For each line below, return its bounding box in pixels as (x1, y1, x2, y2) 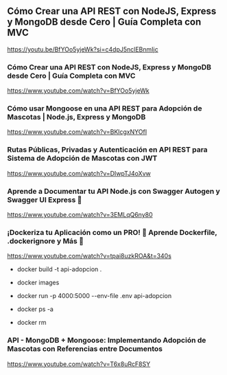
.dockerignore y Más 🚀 (7, 236, 84, 246)
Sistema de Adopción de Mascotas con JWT (7, 154, 158, 163)
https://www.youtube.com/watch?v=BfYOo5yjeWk (7, 87, 150, 95)
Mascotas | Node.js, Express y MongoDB (7, 113, 146, 122)
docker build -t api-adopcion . (16, 265, 102, 273)
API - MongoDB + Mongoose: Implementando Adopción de (7, 336, 206, 345)
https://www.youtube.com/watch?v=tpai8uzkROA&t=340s (7, 252, 171, 260)
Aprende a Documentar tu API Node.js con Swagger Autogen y (7, 186, 221, 196)
